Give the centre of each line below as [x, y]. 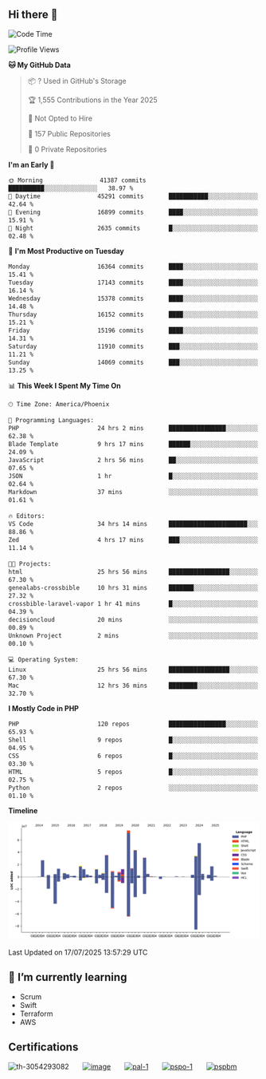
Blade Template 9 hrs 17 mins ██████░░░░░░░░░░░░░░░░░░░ [133, 444]
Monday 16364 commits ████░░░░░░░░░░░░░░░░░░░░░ [133, 267]
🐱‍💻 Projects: [30, 563]
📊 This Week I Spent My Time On [65, 385]
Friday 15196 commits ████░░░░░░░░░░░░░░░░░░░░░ [133, 330]
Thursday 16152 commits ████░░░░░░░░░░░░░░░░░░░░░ [133, 314]
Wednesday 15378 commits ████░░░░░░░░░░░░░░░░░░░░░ [133, 298]
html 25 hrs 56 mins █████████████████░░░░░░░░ [133, 571]
